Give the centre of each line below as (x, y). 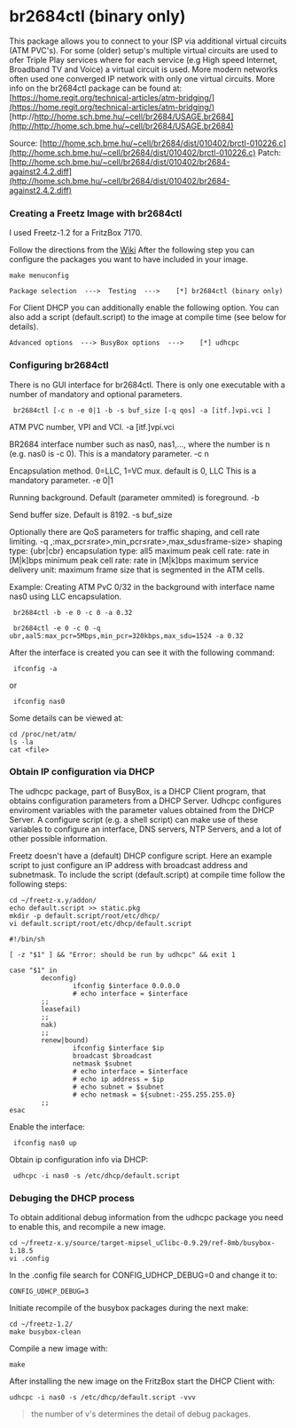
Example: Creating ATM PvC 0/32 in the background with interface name (142, 586)
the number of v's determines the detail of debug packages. (140, 1414)
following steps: (38, 884)
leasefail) (61, 1009)
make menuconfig (39, 276)
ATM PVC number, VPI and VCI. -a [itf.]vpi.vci (92, 427)
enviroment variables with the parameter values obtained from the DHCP (142, 810)
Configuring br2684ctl (59, 365)
